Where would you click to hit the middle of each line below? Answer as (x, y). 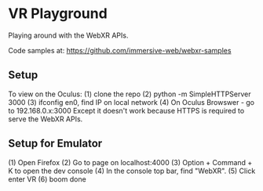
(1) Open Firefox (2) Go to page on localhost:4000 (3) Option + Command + (130, 162)
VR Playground (58, 14)
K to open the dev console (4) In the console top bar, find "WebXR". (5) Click (132, 171)
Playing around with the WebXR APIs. (68, 35)
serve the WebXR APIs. (46, 119)
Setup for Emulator (55, 144)
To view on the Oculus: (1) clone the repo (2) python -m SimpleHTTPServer (130, 94)
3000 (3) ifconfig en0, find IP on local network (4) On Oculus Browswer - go (131, 102)
